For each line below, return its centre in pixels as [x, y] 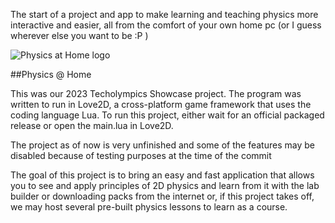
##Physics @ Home [51, 74]
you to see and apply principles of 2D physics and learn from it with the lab [165, 185]
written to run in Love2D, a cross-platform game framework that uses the [161, 104]
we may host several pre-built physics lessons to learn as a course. [149, 207]
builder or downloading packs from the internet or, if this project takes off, [162, 196]
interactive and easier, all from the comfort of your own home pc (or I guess [166, 25]
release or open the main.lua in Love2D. [92, 125]
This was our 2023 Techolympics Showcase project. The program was [156, 93]
